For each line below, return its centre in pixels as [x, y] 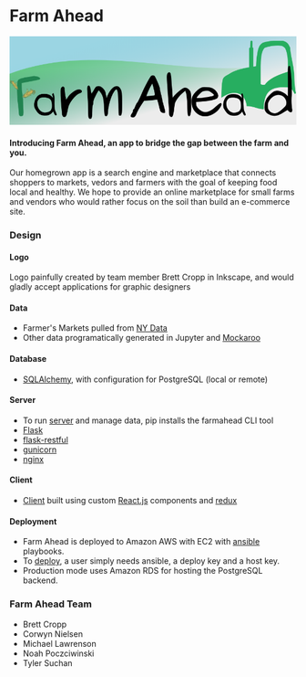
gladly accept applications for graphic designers [100, 287]
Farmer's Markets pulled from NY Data [95, 328]
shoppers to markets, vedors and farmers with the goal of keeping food [143, 183]
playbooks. [43, 551]
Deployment [33, 521]
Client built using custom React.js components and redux [130, 501]
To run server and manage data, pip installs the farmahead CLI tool [148, 420]
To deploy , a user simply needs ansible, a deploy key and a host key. [151, 561]
